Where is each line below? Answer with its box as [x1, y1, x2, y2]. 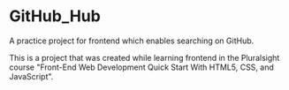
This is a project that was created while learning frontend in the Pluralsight [9, 52, 280, 63]
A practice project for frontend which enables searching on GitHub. [9, 35, 255, 46]
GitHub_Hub [9, 6, 102, 26]
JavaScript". [9, 71, 54, 81]
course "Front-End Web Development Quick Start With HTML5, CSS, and [9, 62, 274, 72]
